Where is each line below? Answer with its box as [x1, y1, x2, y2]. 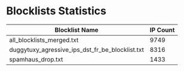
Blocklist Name [54, 26, 99, 34]
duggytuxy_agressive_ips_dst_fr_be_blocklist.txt [9, 45, 145, 54]
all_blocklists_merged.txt [9, 36, 79, 44]
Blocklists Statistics [6, 4, 106, 18]
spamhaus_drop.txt [9, 55, 63, 63]
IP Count [149, 26, 175, 34]
